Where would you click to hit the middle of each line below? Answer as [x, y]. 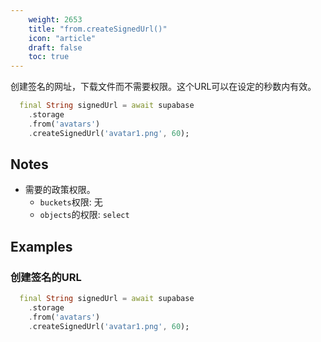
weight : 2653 [55, 19]
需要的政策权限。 [60, 190]
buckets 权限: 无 [71, 202]
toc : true [49, 57]
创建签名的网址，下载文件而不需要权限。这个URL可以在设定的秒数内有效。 [163, 87]
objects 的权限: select [84, 215]
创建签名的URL [46, 277]
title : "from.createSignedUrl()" [98, 29]
